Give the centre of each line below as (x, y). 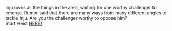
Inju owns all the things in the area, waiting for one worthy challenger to (81, 7)
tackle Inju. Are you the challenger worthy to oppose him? (66, 18)
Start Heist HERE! (24, 23)
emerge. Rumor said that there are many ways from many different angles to (86, 13)
